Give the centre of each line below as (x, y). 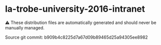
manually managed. (25, 27)
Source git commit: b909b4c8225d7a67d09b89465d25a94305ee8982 (76, 37)
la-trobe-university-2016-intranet (75, 9)
